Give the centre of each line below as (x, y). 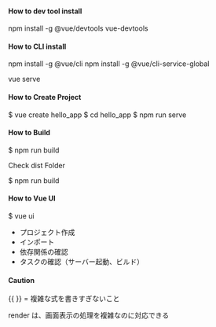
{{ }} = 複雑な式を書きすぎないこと (64, 299)
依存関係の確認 (44, 252)
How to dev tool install (45, 11)
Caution (22, 280)
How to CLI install (37, 46)
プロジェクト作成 (47, 233)
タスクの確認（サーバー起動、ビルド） (81, 262)
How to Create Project (45, 97)
